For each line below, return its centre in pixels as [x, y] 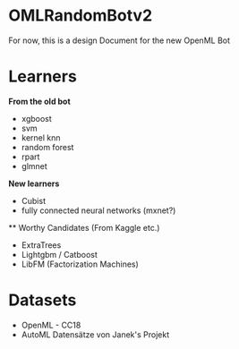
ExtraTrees [41, 245]
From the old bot [39, 101]
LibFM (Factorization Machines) [80, 264]
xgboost [37, 118]
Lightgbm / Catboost [59, 254]
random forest [47, 147]
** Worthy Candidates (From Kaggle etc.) [84, 227]
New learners [34, 183]
